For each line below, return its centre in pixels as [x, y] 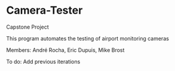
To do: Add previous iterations [43, 61]
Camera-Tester [44, 10]
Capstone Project [27, 27]
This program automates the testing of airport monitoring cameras [87, 38]
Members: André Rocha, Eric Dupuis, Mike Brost [65, 50]
